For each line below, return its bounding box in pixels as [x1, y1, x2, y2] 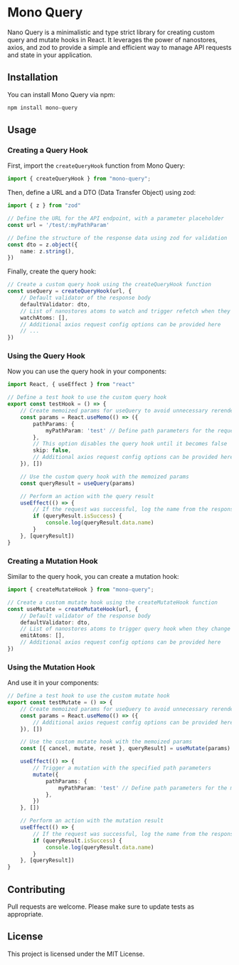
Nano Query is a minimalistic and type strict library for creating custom [7, 28, 215, 36]
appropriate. [7, 910, 44, 919]
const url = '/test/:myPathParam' [7, 221, 110, 228]
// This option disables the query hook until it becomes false [33, 440, 228, 448]
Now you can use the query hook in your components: [7, 367, 167, 375]
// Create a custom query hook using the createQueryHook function [7, 281, 212, 288]
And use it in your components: [7, 679, 100, 687]
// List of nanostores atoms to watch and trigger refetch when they [20, 308, 231, 315]
